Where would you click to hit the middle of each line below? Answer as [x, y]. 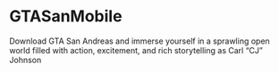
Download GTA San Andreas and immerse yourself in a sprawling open [139, 41]
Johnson [25, 60]
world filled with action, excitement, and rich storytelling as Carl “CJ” [136, 50]
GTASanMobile [66, 16]
